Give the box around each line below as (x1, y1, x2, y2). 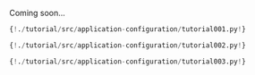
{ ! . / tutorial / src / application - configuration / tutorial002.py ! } (9, 40, 246, 50)
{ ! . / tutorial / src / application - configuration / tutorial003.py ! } (9, 57, 246, 66)
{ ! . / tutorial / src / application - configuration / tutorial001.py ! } (9, 25, 246, 34)
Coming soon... (9, 8, 65, 18)
